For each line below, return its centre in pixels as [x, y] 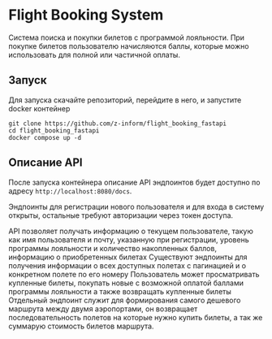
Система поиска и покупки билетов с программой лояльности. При [127, 37]
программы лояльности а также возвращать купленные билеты [120, 291]
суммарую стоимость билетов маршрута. [81, 326]
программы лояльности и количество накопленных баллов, [113, 248]
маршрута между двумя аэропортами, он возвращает [103, 309]
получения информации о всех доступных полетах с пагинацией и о [127, 265]
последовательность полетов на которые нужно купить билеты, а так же [136, 317]
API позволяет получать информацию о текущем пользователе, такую [131, 231]
